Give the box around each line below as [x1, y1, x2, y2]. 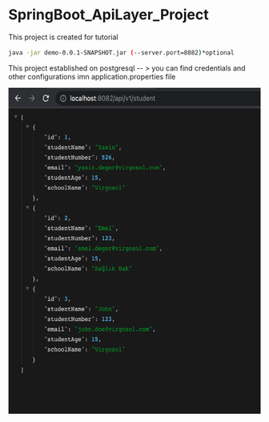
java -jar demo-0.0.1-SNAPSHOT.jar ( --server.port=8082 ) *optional [8, 48, 235, 57]
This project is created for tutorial [8, 32, 118, 42]
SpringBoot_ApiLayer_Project [8, 6, 210, 24]
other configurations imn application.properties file [8, 71, 176, 81]
